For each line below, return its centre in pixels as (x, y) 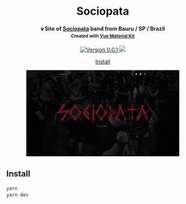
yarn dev (17, 195)
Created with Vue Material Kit (103, 36)
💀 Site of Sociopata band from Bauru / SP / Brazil (103, 28)
